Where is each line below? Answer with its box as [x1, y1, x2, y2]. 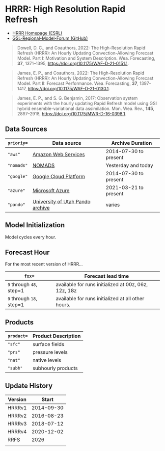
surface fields [32, 341, 65, 348]
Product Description [32, 333, 81, 340]
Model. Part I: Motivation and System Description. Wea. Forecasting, [17, 55, 156, 61]
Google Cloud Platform [32, 173, 85, 180]
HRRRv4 [7, 428, 27, 435]
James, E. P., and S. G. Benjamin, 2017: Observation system [17, 95, 138, 101]
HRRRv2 [7, 412, 27, 419]
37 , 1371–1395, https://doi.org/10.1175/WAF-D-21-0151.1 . [17, 60, 129, 66]
